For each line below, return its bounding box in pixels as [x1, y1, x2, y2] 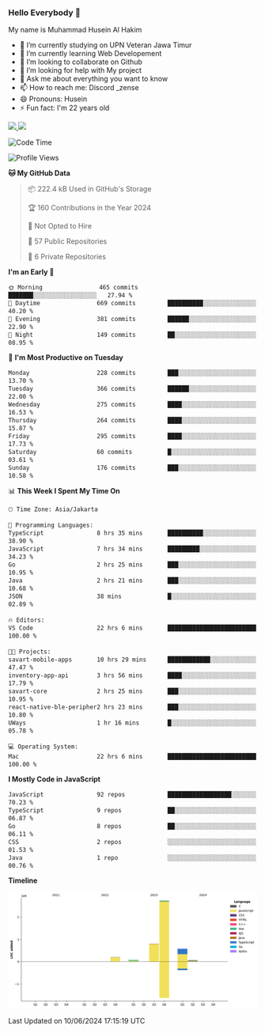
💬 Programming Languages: [8, 521, 93, 529]
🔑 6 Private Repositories [27, 252, 107, 262]
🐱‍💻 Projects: [8, 648, 51, 656]
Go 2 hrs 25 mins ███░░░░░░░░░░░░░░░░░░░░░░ [8, 561, 257, 569]
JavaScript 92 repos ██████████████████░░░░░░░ [8, 791, 257, 799]
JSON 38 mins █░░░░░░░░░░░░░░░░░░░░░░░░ [8, 592, 257, 600]
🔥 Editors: [8, 616, 45, 624]
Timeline [8, 876, 38, 885]
